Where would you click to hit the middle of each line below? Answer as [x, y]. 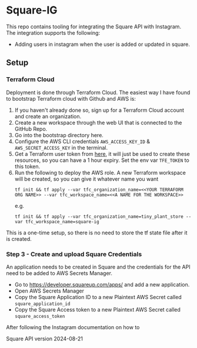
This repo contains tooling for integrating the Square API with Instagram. [94, 26]
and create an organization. [48, 116]
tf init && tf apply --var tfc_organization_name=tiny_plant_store [99, 216]
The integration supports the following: [53, 32]
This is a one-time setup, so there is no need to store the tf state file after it [97, 233]
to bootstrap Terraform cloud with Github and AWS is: [71, 98]
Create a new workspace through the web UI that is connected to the [98, 122]
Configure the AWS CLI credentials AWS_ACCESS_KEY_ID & [82, 141]
